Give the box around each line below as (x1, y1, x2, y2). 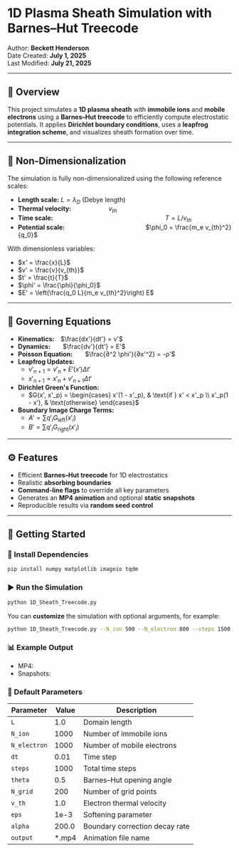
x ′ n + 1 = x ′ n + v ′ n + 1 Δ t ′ (28, 374, 92, 384)
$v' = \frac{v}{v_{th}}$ (17, 265, 84, 274)
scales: (7, 182, 28, 190)
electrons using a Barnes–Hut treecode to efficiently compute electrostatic (7, 112, 229, 121)
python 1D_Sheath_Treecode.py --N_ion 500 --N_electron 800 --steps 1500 (7, 625, 231, 633)
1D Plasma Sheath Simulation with (7, 5, 212, 21)
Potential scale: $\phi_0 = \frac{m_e (17, 223, 204, 231)
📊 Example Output (7, 643, 73, 653)
